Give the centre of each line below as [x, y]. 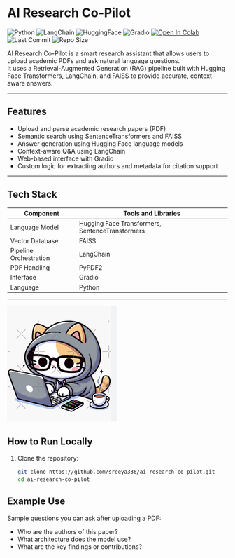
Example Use [36, 502]
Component [42, 213]
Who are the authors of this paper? [67, 531]
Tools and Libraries [152, 213]
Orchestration [30, 258]
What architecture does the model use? [74, 539]
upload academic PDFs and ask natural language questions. [94, 60]
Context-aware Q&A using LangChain [71, 151]
